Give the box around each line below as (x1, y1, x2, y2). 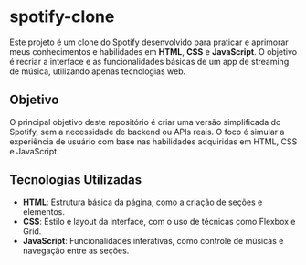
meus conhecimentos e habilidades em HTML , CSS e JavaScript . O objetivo (9, 46, 298, 57)
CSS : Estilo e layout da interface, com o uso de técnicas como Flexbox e (22, 216, 296, 227)
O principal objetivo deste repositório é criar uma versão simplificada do (9, 116, 281, 127)
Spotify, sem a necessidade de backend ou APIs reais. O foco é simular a (9, 126, 285, 137)
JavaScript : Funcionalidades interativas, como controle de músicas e (22, 235, 284, 246)
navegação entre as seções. (22, 245, 130, 256)
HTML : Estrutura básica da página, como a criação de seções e (22, 196, 263, 207)
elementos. (22, 206, 66, 217)
